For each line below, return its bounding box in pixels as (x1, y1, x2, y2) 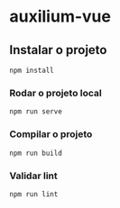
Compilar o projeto (9, 128, 93, 140)
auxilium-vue (9, 6, 111, 27)
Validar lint (9, 169, 58, 182)
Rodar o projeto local (9, 86, 102, 99)
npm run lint (9, 189, 59, 199)
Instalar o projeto (9, 42, 107, 58)
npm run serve (9, 107, 63, 116)
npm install (9, 66, 54, 75)
